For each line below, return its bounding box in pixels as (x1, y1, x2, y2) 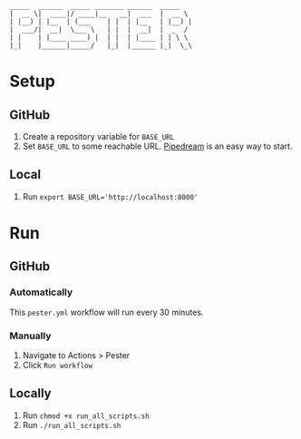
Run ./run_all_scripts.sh (22, 419, 121, 430)
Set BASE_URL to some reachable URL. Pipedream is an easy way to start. (22, 141, 293, 151)
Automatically (9, 286, 73, 298)
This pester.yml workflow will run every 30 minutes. (9, 307, 204, 317)
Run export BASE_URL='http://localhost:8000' (22, 190, 199, 201)
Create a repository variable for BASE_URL (22, 132, 175, 141)
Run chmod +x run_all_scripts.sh (22, 410, 150, 421)
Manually (9, 329, 52, 342)
